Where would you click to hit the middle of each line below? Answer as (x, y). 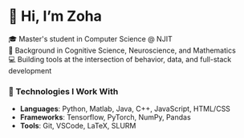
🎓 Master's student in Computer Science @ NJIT (90, 38)
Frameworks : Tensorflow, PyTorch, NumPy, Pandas (105, 117)
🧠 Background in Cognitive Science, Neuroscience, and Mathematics (122, 50)
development (30, 70)
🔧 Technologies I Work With (63, 91)
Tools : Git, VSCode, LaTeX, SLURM (78, 126)
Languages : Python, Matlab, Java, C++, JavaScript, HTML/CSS (125, 109)
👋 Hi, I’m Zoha (55, 16)
